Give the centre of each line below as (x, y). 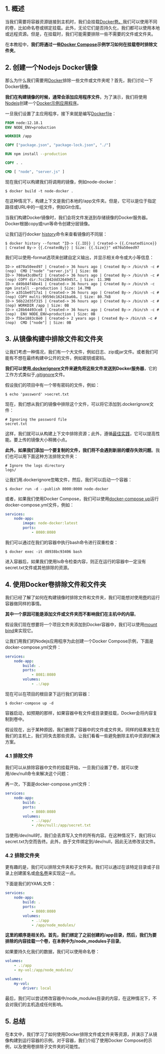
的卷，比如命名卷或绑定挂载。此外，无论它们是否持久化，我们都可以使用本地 (82, 28)
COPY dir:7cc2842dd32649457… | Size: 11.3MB (64, 279)
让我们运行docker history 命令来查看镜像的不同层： (56, 234)
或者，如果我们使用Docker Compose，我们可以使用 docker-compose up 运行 (82, 499)
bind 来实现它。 (20, 631)
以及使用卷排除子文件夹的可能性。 (48, 1046)
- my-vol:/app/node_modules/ (44, 970)
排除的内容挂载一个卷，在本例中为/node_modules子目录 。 (64, 941)
